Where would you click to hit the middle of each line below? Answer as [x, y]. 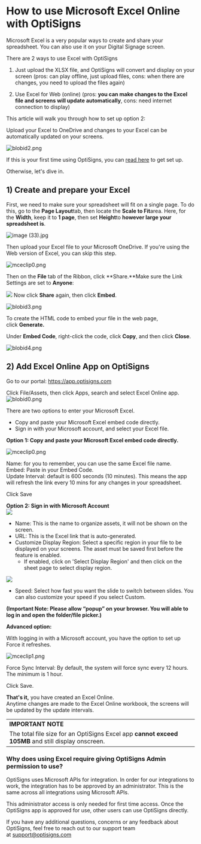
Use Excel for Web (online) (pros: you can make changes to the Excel [101, 94]
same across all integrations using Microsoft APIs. [68, 792]
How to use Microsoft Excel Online [93, 11]
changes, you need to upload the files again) [70, 83]
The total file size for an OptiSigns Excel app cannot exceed [94, 733]
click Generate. [25, 324]
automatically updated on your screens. [55, 136]
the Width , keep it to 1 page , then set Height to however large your [89, 217]
